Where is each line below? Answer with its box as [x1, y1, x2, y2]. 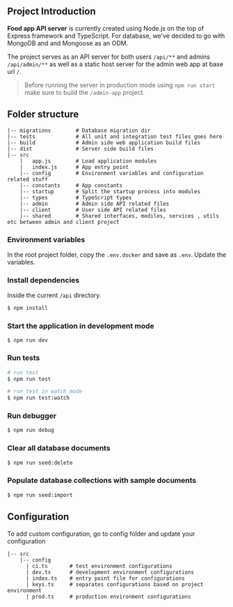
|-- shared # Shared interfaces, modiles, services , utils [19, 212, 219, 219]
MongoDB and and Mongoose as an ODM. [7, 38, 129, 47]
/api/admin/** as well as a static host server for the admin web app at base [7, 59, 224, 68]
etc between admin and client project [7, 218, 120, 225]
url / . [7, 67, 22, 75]
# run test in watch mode [7, 388, 82, 395]
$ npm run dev [7, 337, 49, 344]
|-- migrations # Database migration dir [7, 127, 151, 134]
